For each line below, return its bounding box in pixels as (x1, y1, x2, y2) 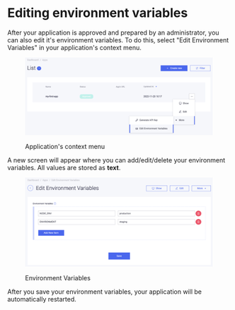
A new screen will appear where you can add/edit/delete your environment (7, 155, 226, 164)
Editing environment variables (7, 5, 188, 21)
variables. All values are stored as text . (7, 163, 121, 172)
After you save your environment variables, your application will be (7, 287, 202, 296)
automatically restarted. (7, 295, 76, 304)
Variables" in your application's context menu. (7, 43, 142, 52)
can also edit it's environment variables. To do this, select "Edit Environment (7, 35, 229, 44)
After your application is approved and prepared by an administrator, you (7, 28, 219, 37)
